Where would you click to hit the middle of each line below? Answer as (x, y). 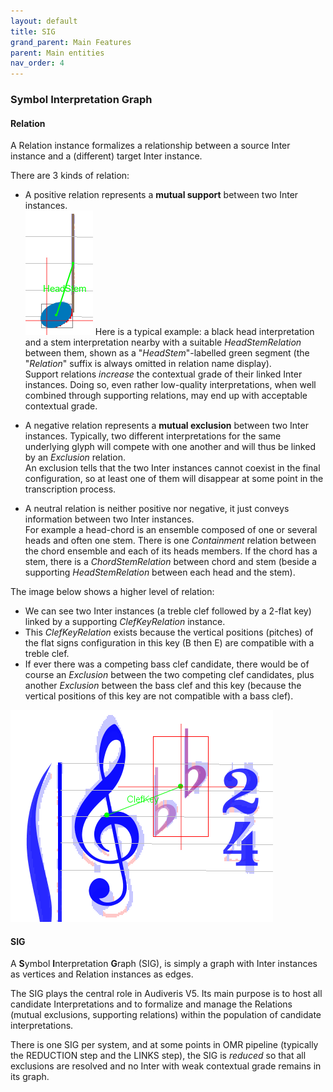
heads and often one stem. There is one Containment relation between (170, 541)
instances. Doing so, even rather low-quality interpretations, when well (170, 385)
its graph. (30, 1077)
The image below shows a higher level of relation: (112, 592)
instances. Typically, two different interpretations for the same (153, 436)
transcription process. (70, 489)
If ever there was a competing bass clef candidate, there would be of (167, 664)
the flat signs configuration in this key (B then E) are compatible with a (169, 643)
